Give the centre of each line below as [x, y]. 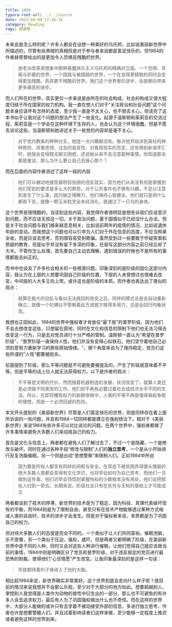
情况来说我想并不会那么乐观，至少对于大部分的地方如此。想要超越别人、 [90, 587]
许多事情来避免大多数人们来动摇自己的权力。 [52, 432]
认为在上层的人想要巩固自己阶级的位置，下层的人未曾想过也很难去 [88, 275]
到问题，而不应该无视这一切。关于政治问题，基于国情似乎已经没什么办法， [84, 219]
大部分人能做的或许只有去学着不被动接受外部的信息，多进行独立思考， [88, 606]
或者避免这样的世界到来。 [32, 619]
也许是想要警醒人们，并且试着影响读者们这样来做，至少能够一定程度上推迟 [88, 613]
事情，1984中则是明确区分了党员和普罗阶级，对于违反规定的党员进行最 [89, 553]
